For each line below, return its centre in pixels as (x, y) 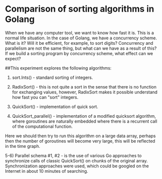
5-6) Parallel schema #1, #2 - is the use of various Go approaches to (73, 155)
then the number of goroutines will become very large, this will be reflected (80, 141)
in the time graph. (23, 146)
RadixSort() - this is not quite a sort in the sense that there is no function (84, 87)
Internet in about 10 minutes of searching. (47, 171)
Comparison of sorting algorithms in (80, 9)
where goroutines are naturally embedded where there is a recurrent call (85, 121)
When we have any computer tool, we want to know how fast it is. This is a (80, 33)
